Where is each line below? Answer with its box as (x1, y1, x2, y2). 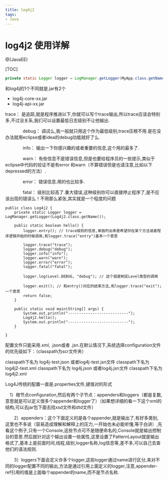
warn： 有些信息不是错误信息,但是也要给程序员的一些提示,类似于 (22, 155, 155, 161)
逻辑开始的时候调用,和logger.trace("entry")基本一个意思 (8, 233, 118, 239)
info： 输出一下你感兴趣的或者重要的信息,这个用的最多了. (22, 145, 139, 151)
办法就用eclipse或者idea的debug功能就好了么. (5, 134, 100, 140)
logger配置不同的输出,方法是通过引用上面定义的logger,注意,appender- (13, 463, 158, 469)
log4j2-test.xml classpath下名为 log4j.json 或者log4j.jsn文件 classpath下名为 (5, 365, 162, 371)
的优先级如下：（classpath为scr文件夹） (5, 348, 86, 354)
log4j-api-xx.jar (12, 101, 44, 107)
